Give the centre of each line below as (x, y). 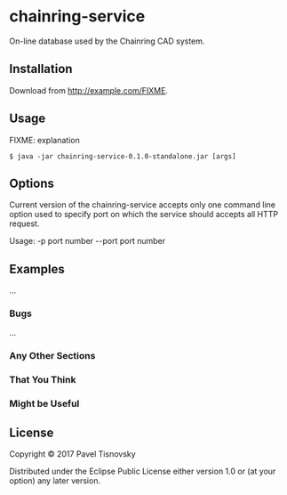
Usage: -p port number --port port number (88, 241)
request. (24, 223)
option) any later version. (55, 481)
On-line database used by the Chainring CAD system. (107, 41)
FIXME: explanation (44, 140)
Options (32, 183)
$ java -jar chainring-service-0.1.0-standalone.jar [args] (123, 156)
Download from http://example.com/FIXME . (89, 90)
